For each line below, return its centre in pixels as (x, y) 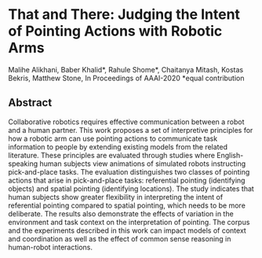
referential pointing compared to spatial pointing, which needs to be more (127, 205)
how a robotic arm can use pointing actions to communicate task (113, 138)
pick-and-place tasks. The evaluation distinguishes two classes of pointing (129, 171)
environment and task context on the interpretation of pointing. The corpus (129, 222)
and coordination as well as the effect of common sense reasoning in (120, 238)
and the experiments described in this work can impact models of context (127, 230)
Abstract (30, 103)
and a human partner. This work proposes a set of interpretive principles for (131, 130)
